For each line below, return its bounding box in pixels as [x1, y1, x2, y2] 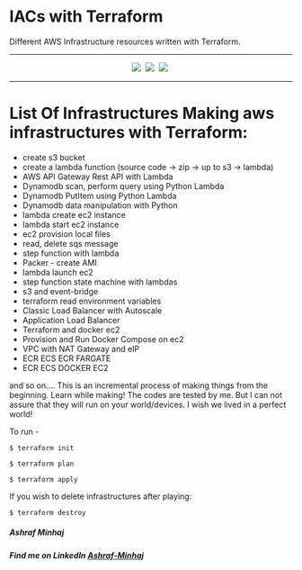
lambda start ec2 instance [22, 219, 120, 230]
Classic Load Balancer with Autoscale [22, 304, 163, 316]
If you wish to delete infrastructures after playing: [9, 491, 192, 502]
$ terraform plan [9, 459, 75, 468]
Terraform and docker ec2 [22, 324, 120, 335]
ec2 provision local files [22, 228, 111, 240]
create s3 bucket [22, 151, 85, 163]
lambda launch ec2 [22, 267, 93, 277]
